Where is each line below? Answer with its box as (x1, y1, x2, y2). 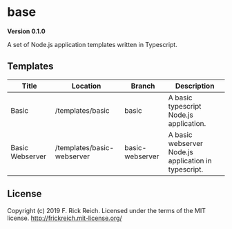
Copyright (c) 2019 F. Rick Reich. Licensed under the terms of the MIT (7, 206, 206, 214)
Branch (130, 81, 155, 91)
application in (168, 156, 212, 165)
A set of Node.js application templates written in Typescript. (7, 40, 177, 48)
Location (71, 81, 101, 91)
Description (175, 81, 215, 91)
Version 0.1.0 (7, 27, 46, 35)
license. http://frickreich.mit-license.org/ (7, 214, 122, 222)
